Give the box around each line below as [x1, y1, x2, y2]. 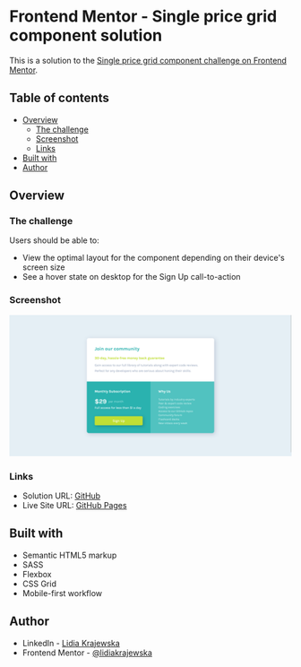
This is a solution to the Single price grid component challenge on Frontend [9, 55, 287, 65]
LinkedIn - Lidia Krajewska [21, 637, 121, 648]
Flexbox [21, 568, 52, 579]
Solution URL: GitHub [21, 490, 101, 501]
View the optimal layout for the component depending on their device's [21, 253, 285, 264]
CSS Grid [21, 578, 56, 589]
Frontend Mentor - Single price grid [9, 6, 278, 27]
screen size [21, 262, 65, 273]
